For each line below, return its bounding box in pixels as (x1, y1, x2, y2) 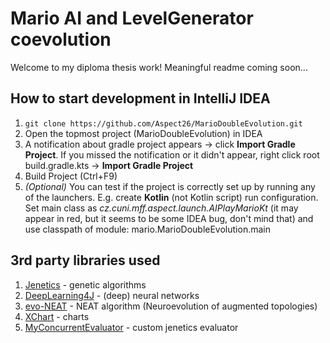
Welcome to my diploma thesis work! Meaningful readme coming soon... (10, 61, 308, 73)
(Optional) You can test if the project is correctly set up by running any (24, 180, 316, 192)
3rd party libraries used (10, 252, 161, 269)
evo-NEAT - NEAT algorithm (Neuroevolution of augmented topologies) (24, 300, 318, 312)
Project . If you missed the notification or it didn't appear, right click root (24, 148, 320, 161)
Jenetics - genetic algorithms (24, 278, 147, 291)
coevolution (10, 28, 112, 51)
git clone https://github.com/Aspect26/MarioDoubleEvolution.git (24, 118, 303, 129)
